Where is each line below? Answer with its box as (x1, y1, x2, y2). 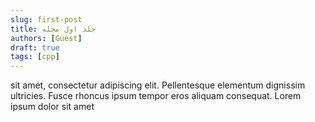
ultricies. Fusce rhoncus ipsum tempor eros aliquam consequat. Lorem (10, 90, 302, 102)
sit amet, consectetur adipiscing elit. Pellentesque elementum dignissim (10, 79, 306, 91)
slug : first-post (10, 14, 83, 25)
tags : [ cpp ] (10, 52, 60, 62)
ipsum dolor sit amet (10, 101, 95, 113)
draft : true (10, 42, 60, 53)
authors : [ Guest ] (10, 33, 83, 43)
